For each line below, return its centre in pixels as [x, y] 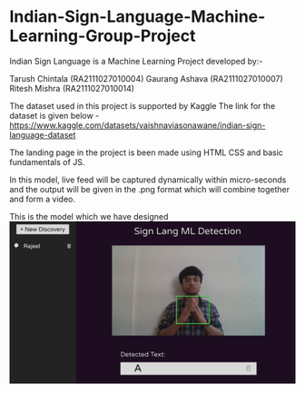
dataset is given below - [54, 115]
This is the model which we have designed [89, 216]
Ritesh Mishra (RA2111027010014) [72, 88]
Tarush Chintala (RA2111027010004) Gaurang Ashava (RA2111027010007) [146, 78]
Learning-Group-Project [103, 36]
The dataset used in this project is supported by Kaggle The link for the [143, 105]
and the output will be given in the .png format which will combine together [150, 189]
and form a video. [42, 199]
